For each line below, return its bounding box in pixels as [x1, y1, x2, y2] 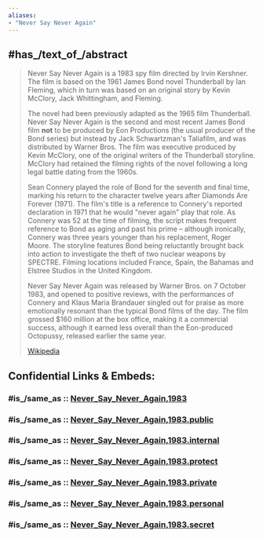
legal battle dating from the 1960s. [27, 167, 139, 177]
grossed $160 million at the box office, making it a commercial [27, 315, 228, 324]
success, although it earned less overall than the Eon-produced [27, 323, 233, 332]
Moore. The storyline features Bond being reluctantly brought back [27, 241, 244, 251]
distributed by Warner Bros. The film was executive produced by [27, 142, 236, 152]
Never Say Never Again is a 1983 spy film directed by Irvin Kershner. [27, 68, 249, 79]
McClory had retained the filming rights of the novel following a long [27, 159, 248, 169]
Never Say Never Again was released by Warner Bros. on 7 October [27, 281, 247, 291]
